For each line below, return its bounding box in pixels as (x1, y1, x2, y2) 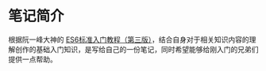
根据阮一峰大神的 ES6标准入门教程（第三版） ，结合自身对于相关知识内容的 (8, 35, 250, 44)
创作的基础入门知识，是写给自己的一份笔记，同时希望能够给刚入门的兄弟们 (14, 44, 259, 54)
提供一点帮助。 (8, 54, 57, 64)
